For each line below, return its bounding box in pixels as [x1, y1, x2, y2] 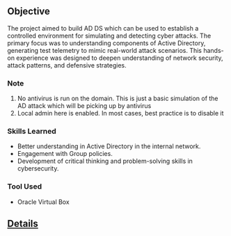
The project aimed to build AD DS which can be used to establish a [7, 24, 199, 32]
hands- [202, 46, 224, 54]
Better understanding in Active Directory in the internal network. [17, 142, 201, 150]
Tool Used [7, 182, 42, 191]
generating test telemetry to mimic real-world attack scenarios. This [7, 46, 202, 54]
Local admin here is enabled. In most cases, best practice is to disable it [17, 109, 224, 118]
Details [7, 218, 38, 230]
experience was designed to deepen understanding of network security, [16, 54, 224, 62]
